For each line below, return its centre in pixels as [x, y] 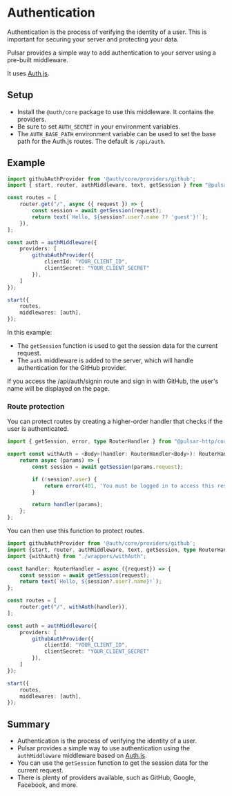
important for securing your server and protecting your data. [93, 39]
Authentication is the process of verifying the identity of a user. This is [107, 32]
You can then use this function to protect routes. [76, 531]
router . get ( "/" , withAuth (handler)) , [74, 607]
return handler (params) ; [68, 505]
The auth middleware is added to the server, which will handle [105, 360]
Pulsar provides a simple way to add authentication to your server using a [112, 53]
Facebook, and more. [47, 785]
